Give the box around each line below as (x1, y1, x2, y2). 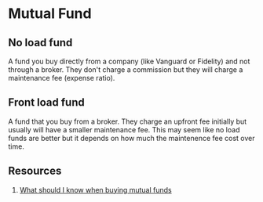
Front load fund (8, 96, 85, 110)
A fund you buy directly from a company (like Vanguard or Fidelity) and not (8, 56, 250, 66)
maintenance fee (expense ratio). (8, 74, 115, 82)
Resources (8, 164, 62, 178)
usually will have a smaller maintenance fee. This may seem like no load (8, 124, 240, 134)
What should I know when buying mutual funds (19, 185, 172, 194)
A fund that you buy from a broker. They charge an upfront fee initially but (8, 117, 247, 126)
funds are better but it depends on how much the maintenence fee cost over (8, 133, 255, 142)
